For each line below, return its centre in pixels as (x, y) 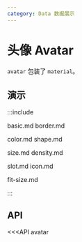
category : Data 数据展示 (41, 14)
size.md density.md (35, 153)
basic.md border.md (36, 126)
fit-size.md (23, 180)
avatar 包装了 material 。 (43, 71)
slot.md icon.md (30, 166)
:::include (20, 112)
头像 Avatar (41, 50)
